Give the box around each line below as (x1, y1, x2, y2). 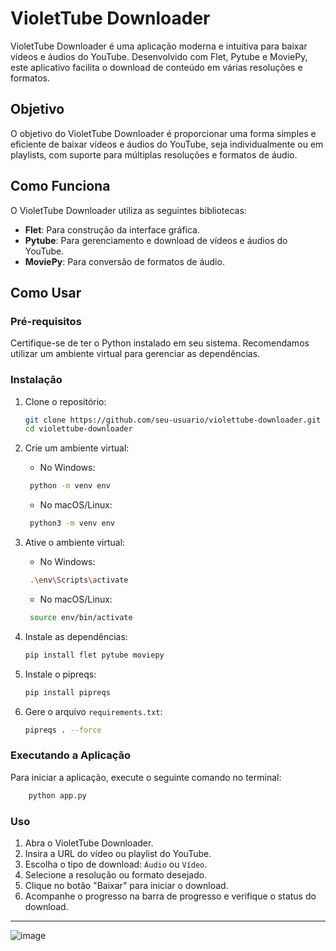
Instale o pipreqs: (24, 668, 97, 680)
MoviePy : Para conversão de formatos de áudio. (24, 255, 225, 267)
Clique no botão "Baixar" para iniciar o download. (24, 879, 229, 891)
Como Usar (10, 284, 82, 301)
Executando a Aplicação (10, 748, 131, 762)
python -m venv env (29, 481, 111, 491)
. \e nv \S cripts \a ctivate (29, 575, 129, 586)
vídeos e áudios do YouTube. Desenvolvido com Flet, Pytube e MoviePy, (10, 50, 308, 62)
